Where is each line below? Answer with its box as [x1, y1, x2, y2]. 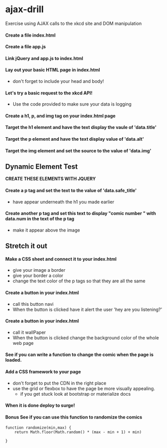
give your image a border [12, 267, 65, 273]
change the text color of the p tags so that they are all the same [12, 278, 146, 284]
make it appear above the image [12, 227, 80, 233]
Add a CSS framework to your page [5, 368, 81, 374]
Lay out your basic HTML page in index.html [5, 67, 101, 73]
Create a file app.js [5, 44, 46, 50]
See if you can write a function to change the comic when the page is [5, 351, 154, 358]
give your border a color [12, 273, 63, 279]
